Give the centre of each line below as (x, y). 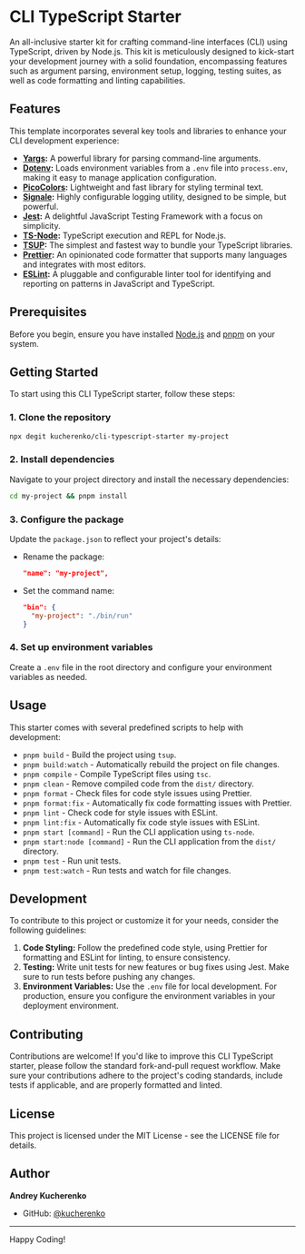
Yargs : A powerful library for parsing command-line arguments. (142, 158)
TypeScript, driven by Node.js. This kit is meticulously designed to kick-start (152, 51)
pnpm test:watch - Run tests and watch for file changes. (127, 870)
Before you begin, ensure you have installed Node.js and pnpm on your (142, 334)
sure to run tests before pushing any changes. (108, 977)
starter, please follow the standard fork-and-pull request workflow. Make (145, 1066)
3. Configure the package (67, 519)
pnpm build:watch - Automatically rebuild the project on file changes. (151, 764)
